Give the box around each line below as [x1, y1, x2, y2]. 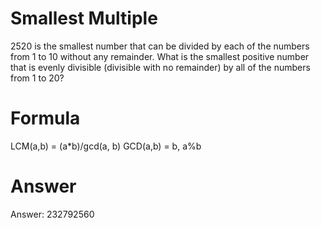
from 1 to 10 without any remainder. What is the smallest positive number [10, 50, 310, 62]
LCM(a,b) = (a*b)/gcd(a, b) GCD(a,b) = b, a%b [10, 140, 202, 152]
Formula [10, 107, 81, 130]
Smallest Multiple [10, 7, 158, 30]
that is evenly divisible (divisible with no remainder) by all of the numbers [10, 61, 311, 73]
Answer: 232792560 [10, 208, 95, 220]
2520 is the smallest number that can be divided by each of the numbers [10, 40, 310, 52]
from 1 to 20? [10, 72, 65, 84]
